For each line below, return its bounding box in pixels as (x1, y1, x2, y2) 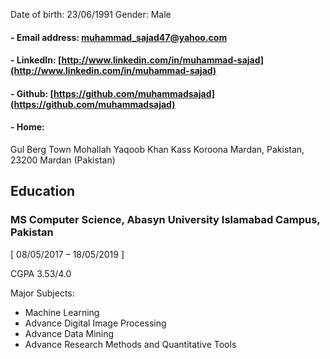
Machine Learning (24, 306, 100, 318)
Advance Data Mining (24, 327, 115, 339)
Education (10, 183, 76, 200)
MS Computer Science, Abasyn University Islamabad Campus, (10, 213, 321, 227)
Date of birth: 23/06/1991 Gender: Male (10, 9, 172, 20)
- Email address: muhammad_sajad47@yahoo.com (10, 31, 228, 43)
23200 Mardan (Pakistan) (10, 154, 116, 166)
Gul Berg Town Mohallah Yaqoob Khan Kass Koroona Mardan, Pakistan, (10, 143, 305, 155)
